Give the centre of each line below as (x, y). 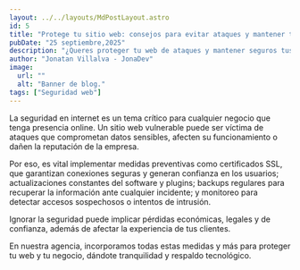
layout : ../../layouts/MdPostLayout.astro (89, 17)
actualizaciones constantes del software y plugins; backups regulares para (147, 182)
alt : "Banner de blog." (61, 84)
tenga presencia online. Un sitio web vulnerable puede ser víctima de (137, 127)
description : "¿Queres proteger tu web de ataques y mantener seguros (143, 51)
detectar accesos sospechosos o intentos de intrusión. (110, 201)
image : (21, 68)
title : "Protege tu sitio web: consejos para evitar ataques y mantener (147, 34)
